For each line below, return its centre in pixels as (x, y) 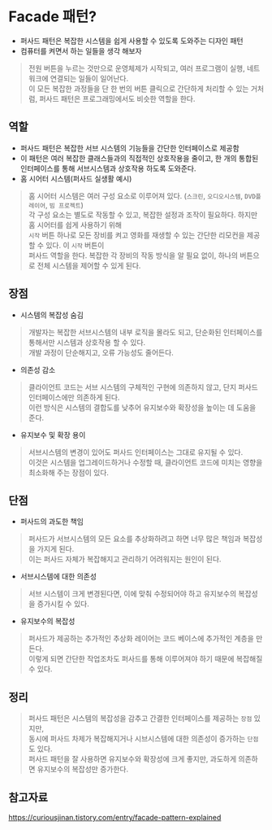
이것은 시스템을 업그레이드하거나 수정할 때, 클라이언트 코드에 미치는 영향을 (145, 462)
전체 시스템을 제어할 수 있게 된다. (89, 265)
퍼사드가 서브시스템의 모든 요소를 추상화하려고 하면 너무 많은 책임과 (134, 539)
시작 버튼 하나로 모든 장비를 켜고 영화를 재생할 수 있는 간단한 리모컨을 (136, 235)
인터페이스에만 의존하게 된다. (74, 397)
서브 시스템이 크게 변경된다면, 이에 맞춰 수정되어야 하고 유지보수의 (132, 594)
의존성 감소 (38, 369)
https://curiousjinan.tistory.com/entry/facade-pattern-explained (115, 817)
